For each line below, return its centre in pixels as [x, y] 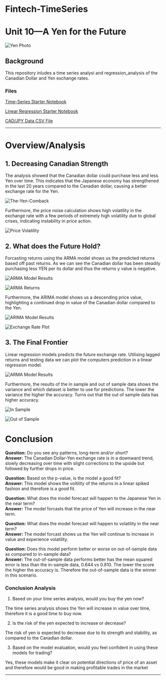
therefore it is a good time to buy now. [44, 614]
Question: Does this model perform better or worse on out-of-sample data [81, 549]
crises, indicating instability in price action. [49, 221]
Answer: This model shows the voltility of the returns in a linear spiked [77, 483]
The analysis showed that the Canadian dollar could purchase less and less [82, 176]
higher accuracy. [22, 400]
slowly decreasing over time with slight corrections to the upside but [75, 463]
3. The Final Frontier [37, 342]
